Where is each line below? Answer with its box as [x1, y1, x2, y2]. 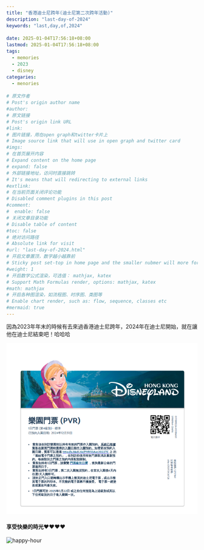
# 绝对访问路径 [6, 234, 39, 240]
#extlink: [6, 183, 32, 189]
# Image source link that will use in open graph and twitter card [6, 138, 181, 144]
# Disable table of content [6, 221, 78, 227]
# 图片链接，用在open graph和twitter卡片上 [6, 131, 108, 138]
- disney [12, 67, 34, 74]
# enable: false [6, 208, 50, 215]
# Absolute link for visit [6, 241, 75, 247]
